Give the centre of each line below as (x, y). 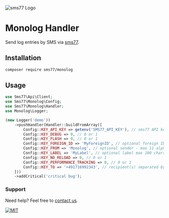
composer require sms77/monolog (39, 70)
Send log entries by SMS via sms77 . (42, 42)
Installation (23, 58)
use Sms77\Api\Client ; (29, 97)
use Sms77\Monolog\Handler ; (35, 106)
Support (16, 189)
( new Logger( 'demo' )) (28, 120)
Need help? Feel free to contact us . (41, 200)
